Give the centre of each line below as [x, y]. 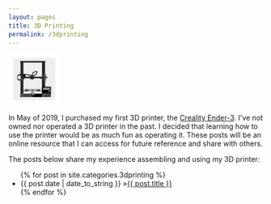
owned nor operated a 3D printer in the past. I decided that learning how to [133, 126]
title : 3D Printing [41, 25]
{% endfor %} [43, 192]
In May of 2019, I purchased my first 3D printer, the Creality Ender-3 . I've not [136, 118]
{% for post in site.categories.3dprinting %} [93, 175]
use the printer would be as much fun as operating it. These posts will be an [135, 135]
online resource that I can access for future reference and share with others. [135, 144]
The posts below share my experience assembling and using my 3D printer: [134, 159]
